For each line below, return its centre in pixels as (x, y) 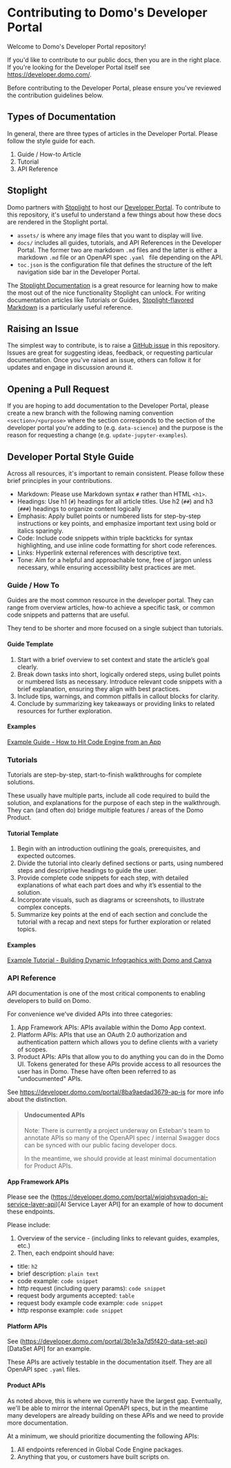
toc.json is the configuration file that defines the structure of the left (114, 264)
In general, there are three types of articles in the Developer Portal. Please (113, 133)
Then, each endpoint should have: (66, 1253)
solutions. (21, 782)
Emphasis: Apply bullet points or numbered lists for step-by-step (109, 516)
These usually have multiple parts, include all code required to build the (109, 795)
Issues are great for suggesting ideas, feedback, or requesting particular (110, 353)
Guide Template (30, 644)
